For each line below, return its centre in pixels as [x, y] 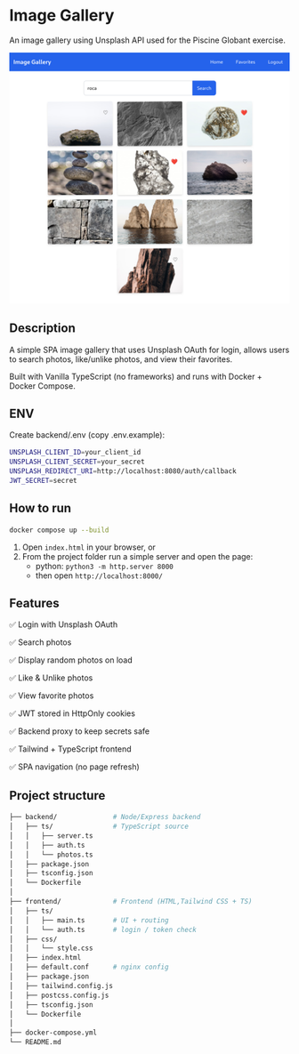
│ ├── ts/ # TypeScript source [99, 827]
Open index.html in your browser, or [89, 547]
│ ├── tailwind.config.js [61, 986]
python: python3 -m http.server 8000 [104, 566]
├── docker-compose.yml [53, 1033]
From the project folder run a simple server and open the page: [137, 556]
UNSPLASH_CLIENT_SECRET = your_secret [77, 462]
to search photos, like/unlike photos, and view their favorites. [121, 359]
